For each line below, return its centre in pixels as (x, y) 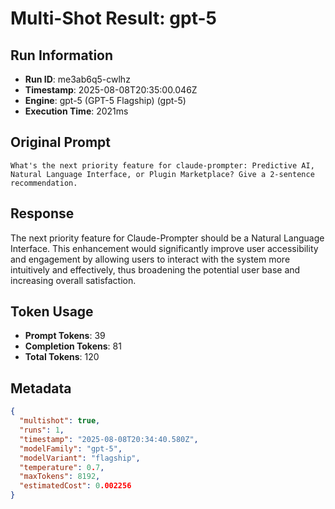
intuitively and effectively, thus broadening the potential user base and (155, 269)
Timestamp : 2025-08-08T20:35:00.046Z (111, 90)
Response (42, 213)
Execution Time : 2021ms (76, 111)
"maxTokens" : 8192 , (60, 477)
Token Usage (52, 312)
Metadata (41, 388)
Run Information (62, 55)
